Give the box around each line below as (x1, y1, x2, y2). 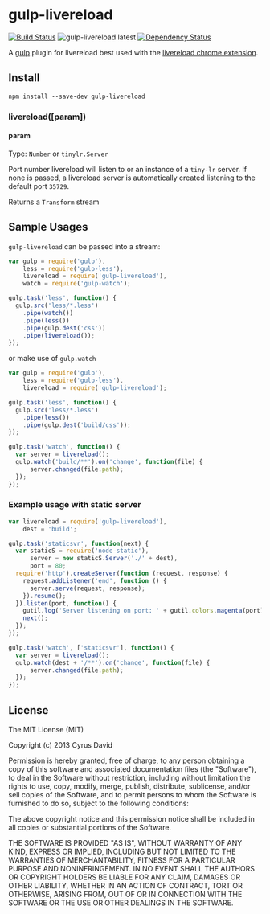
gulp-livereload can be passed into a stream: (8, 241, 161, 251)
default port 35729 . (8, 181, 70, 191)
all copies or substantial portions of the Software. (8, 822, 171, 833)
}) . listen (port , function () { (15, 599, 117, 608)
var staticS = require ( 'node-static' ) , (15, 547, 149, 555)
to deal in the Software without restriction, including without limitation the (8, 773, 251, 783)
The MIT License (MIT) (8, 725, 84, 735)
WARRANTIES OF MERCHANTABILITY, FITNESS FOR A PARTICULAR (8, 855, 235, 865)
